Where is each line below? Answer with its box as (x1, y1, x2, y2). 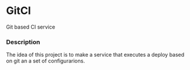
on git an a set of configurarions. (6, 57, 85, 65)
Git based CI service (6, 23, 56, 30)
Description (6, 38, 40, 46)
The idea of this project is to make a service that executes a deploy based (6, 51, 185, 58)
